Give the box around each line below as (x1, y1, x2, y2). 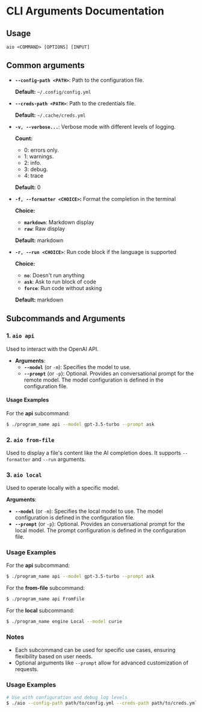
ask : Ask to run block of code (23, 278, 96, 285)
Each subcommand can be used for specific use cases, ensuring (14, 646, 176, 654)
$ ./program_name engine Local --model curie (6, 619, 122, 625)
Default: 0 (14, 184, 41, 191)
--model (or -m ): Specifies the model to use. (23, 363, 131, 371)
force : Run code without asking (23, 284, 102, 291)
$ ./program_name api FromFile (6, 596, 85, 602)
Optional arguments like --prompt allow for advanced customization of (14, 659, 189, 666)
